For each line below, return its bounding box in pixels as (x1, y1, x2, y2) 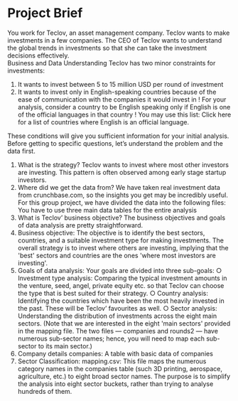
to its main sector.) (38, 341, 92, 350)
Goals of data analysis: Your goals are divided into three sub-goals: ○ (17, 266, 222, 274)
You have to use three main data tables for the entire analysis (17, 205, 198, 214)
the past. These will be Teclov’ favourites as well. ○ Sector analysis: (17, 304, 217, 312)
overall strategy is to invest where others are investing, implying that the (17, 243, 229, 252)
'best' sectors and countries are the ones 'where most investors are (17, 251, 217, 260)
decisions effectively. (7, 51, 70, 60)
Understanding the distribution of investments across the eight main (17, 311, 217, 320)
